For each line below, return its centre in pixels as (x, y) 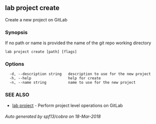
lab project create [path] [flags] (41, 52)
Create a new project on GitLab (36, 19)
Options (15, 64)
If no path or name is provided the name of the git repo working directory (78, 43)
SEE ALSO (17, 95)
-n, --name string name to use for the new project (73, 83)
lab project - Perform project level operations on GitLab (67, 105)
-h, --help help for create (55, 78)
